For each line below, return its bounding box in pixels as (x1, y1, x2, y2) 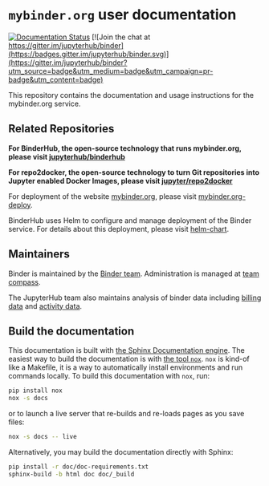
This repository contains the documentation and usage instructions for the (8, 90, 255, 99)
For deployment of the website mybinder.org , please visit (8, 191, 197, 201)
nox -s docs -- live (8, 433, 78, 441)
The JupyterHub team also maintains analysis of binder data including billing (8, 293, 262, 302)
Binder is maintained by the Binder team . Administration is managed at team (8, 269, 259, 278)
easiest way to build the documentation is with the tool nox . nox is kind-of (8, 354, 251, 364)
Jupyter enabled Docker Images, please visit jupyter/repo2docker (8, 176, 233, 185)
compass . (8, 277, 42, 286)
